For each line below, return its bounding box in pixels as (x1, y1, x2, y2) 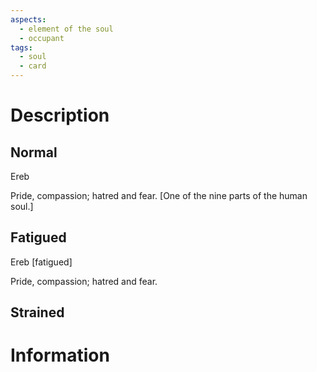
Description (10, 104, 110, 127)
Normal (10, 144, 58, 161)
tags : (10, 42, 33, 53)
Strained (10, 304, 65, 321)
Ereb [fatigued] (10, 256, 73, 268)
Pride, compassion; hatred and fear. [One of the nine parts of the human (10, 190, 308, 201)
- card (19, 61, 47, 71)
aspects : (10, 14, 47, 25)
